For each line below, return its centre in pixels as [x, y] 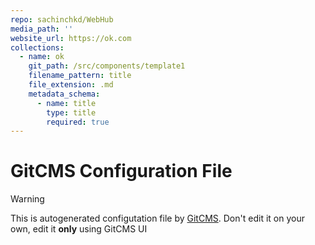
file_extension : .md [71, 85]
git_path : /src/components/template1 [107, 66]
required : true [78, 122]
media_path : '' [42, 29]
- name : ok [42, 57]
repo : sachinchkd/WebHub [62, 19]
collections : [37, 47]
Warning [27, 199]
